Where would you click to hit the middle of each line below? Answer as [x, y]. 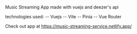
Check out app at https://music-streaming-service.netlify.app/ [68, 26]
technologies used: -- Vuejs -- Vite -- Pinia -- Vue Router [64, 17]
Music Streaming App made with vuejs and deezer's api [62, 7]
